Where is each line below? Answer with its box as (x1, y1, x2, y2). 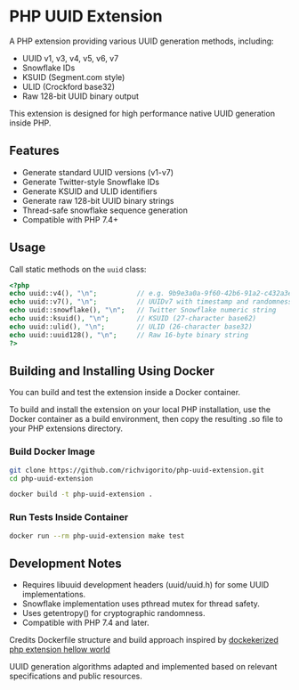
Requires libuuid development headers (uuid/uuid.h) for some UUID (21, 580, 270, 590)
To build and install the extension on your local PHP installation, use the (9, 404, 271, 415)
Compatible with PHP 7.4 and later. (21, 617, 149, 629)
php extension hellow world (9, 644, 111, 655)
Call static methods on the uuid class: (9, 264, 147, 274)
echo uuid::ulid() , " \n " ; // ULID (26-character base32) (9, 322, 253, 331)
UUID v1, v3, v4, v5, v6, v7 (21, 53, 119, 63)
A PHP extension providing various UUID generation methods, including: (9, 36, 274, 46)
